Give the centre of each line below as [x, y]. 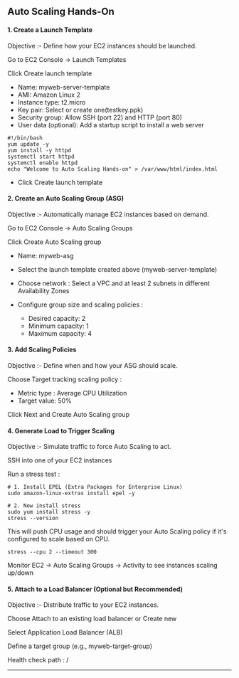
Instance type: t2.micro [52, 102]
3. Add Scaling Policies [42, 350]
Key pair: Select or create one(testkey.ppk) [80, 110]
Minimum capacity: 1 [58, 326]
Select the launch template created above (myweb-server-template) [117, 269]
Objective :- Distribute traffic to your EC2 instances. [83, 605]
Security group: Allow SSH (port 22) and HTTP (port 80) [100, 117]
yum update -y [28, 144]
